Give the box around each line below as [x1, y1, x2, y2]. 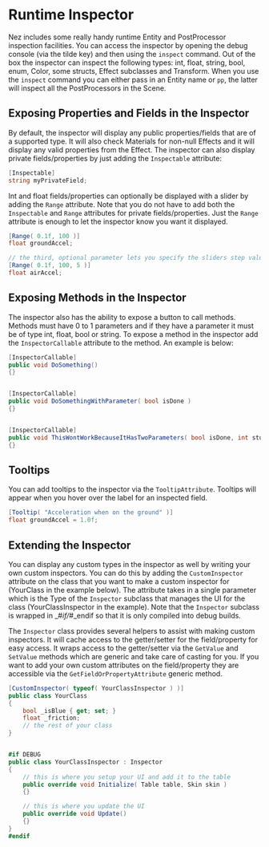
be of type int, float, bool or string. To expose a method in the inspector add [8, 329, 259, 338]
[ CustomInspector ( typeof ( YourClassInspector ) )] [8, 684, 184, 692]
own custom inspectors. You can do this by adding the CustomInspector [8, 568, 244, 577]
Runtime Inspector [8, 6, 134, 24]
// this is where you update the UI [22, 802, 146, 811]
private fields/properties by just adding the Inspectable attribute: [8, 153, 223, 163]
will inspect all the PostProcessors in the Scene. [8, 83, 167, 93]
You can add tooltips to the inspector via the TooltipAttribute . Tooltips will [8, 484, 256, 494]
